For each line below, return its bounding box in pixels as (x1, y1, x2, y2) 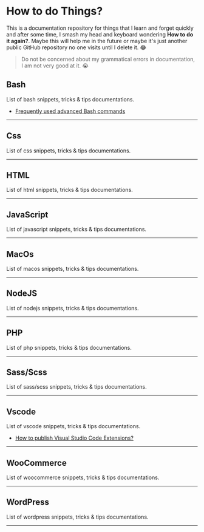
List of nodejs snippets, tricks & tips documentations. (6, 304, 139, 312)
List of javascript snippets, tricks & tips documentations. (6, 226, 147, 233)
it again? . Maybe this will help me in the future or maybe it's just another (6, 37, 188, 44)
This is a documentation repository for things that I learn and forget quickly (6, 24, 194, 32)
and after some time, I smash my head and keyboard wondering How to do (6, 30, 194, 38)
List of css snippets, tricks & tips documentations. (6, 147, 131, 154)
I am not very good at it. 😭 (21, 62, 89, 69)
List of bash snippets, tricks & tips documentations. (6, 95, 135, 103)
